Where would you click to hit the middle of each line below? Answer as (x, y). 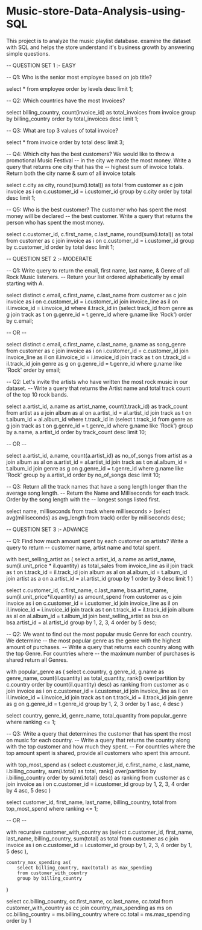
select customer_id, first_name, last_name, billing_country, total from (91, 802)
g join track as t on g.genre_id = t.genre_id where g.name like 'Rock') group (100, 426)
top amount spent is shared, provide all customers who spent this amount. (98, 753)
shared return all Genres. (37, 660)
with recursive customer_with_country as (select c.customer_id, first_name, (100, 832)
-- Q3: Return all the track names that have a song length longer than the (96, 486)
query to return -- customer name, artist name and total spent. (84, 547)
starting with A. (25, 283)
